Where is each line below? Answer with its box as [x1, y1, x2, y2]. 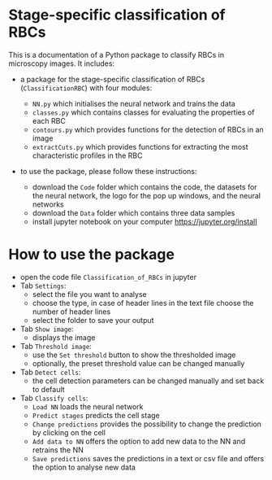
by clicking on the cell [32, 427, 106, 437]
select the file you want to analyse [32, 289, 148, 299]
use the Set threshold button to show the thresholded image [32, 350, 236, 360]
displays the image [32, 332, 96, 343]
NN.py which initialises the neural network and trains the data [32, 98, 235, 108]
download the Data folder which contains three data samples [32, 207, 235, 217]
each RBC [32, 116, 67, 125]
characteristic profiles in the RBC [32, 151, 143, 160]
